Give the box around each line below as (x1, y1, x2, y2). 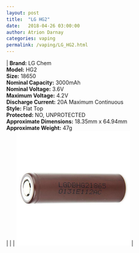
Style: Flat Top (6, 105, 44, 112)
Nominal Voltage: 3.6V (6, 85, 64, 93)
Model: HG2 (6, 66, 38, 73)
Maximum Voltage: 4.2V (6, 92, 69, 99)
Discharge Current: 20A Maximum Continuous (6, 98, 124, 105)
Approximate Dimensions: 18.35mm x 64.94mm (6, 118, 127, 125)
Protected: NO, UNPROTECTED (6, 112, 86, 118)
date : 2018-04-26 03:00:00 (6, 23, 80, 29)
